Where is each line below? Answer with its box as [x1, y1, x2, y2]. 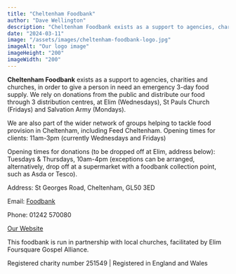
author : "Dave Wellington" [7, 17, 86, 24]
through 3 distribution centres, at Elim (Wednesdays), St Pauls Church [7, 98, 210, 106]
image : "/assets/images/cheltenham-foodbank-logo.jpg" [7, 37, 171, 44]
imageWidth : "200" [7, 56, 61, 63]
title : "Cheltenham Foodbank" [7, 10, 96, 18]
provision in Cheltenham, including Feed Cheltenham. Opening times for [7, 126, 216, 134]
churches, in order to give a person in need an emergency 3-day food [7, 82, 209, 91]
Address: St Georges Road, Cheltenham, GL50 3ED [7, 183, 156, 192]
